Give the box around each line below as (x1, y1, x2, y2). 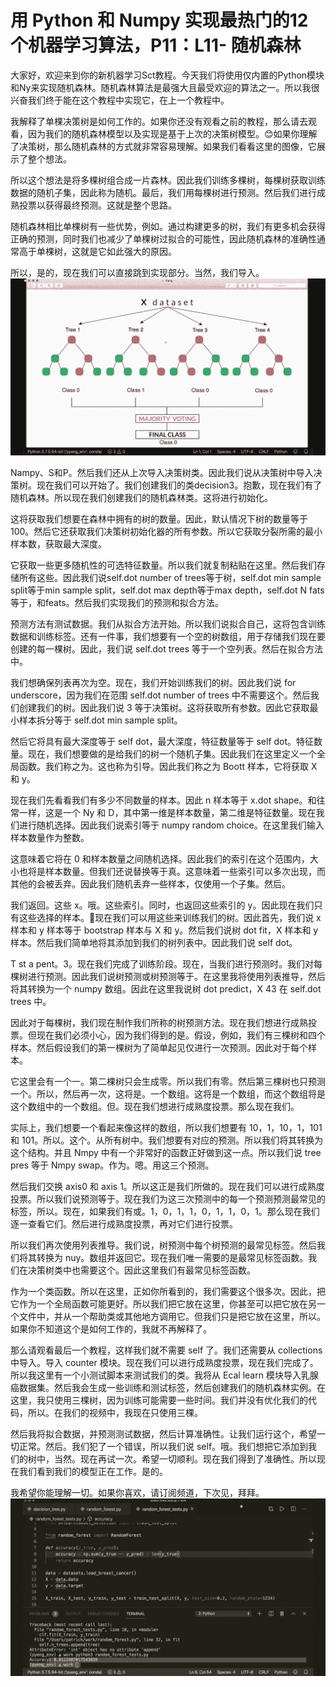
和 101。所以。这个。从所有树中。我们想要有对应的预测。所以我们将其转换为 (10, 1134, 324, 1146)
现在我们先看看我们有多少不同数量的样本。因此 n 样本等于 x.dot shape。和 (10, 794, 317, 806)
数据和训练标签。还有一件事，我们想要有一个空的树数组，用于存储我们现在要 (10, 631, 326, 643)
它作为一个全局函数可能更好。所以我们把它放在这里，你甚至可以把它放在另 (10, 1298, 317, 1310)
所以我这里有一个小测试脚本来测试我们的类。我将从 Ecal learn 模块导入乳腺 (10, 1369, 319, 1381)
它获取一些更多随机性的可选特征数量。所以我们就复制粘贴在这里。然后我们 (10, 559, 317, 571)
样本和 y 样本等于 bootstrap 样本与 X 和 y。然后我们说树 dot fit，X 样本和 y (10, 924, 319, 936)
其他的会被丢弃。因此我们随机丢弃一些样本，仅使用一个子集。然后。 (10, 878, 291, 890)
